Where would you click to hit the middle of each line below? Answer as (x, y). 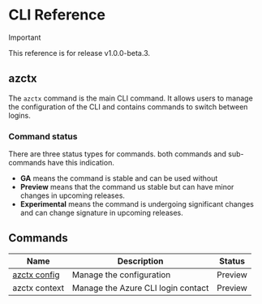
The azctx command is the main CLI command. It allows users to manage (131, 98)
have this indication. (81, 163)
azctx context (39, 288)
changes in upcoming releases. (73, 195)
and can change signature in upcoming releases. (102, 213)
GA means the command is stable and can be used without (119, 178)
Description (140, 261)
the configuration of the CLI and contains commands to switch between (128, 106)
